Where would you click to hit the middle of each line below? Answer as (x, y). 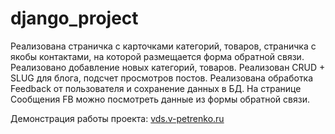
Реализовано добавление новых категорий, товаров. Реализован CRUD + (168, 67)
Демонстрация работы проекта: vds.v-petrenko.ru (117, 118)
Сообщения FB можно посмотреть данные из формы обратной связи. (160, 99)
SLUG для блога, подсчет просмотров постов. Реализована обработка (162, 78)
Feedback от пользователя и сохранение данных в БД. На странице (156, 88)
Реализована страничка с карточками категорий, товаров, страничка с (163, 46)
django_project (74, 18)
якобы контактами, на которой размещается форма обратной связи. (157, 56)
